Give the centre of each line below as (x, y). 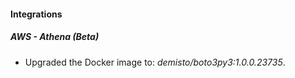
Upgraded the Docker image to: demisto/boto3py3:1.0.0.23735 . (155, 62)
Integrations (36, 14)
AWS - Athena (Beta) (55, 37)
